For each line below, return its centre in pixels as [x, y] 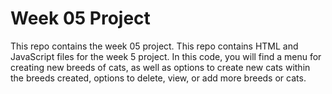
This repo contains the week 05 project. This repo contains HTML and [154, 46]
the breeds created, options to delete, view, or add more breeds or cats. [158, 78]
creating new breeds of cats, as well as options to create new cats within [160, 67]
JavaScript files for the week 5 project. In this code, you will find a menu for [166, 56]
